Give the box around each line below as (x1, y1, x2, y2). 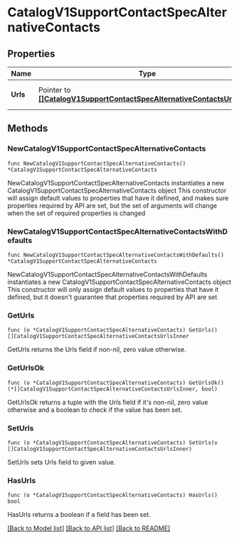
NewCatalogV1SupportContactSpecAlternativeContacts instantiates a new (7, 178, 225, 187)
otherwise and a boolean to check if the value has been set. (7, 405, 183, 414)
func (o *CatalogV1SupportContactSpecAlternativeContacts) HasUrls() (7, 491, 218, 499)
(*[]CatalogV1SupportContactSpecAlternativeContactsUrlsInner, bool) (7, 385, 218, 393)
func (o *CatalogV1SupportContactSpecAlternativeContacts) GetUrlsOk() (7, 379, 224, 386)
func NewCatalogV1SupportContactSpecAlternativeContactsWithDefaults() (7, 251, 224, 258)
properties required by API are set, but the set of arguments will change (7, 201, 218, 209)
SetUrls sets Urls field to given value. (7, 457, 116, 466)
